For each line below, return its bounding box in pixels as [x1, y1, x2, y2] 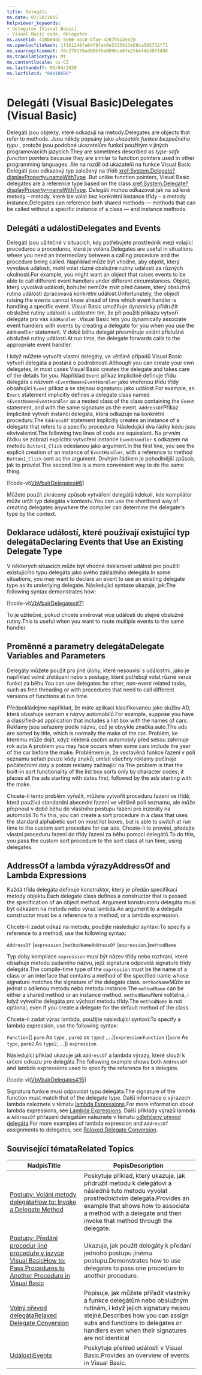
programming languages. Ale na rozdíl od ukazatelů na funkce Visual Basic [7, 161, 191, 168]
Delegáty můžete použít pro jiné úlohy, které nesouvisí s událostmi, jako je [7, 667, 189, 674]
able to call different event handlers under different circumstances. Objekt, [7, 277, 191, 284]
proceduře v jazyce [10, 1249, 65, 1257]
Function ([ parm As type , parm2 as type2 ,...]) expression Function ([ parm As [7, 1034, 188, 1041]
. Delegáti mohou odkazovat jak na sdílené [85, 186, 191, 194]
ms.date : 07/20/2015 [7, 14, 59, 20]
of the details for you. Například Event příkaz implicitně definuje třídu [7, 372, 176, 379]
